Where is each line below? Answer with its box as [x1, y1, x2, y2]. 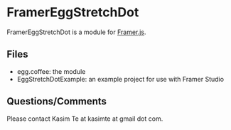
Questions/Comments [6, 95, 107, 107]
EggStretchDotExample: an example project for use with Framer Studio [16, 75, 225, 83]
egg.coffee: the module [16, 67, 86, 75]
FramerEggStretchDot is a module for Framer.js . [6, 28, 146, 36]
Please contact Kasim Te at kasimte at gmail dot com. [6, 114, 163, 123]
